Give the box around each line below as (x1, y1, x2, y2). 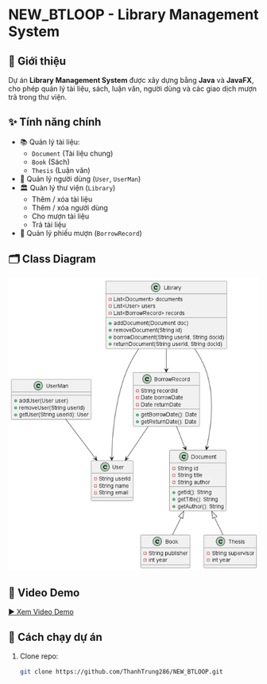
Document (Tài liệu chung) (31, 148, 114, 158)
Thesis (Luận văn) (31, 165, 91, 175)
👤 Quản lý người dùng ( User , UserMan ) (19, 174, 141, 183)
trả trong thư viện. (8, 92, 68, 101)
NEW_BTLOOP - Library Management (8, 6, 259, 24)
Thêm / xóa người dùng (31, 202, 109, 212)
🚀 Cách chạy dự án (8, 630, 103, 643)
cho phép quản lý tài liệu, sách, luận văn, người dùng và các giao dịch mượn (8, 84, 257, 93)
